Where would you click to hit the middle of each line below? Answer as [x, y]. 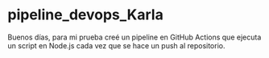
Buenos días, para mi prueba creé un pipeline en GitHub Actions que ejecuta [134, 37]
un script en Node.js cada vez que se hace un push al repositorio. [116, 45]
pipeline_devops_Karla [86, 15]
